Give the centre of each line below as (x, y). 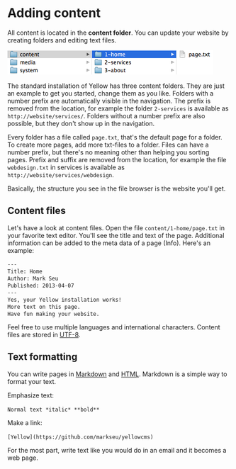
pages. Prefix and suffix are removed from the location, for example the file (117, 159)
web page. (23, 458)
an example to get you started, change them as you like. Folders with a (111, 93)
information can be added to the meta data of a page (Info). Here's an (109, 243)
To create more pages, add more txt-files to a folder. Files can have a (108, 145)
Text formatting (43, 357)
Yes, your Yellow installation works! (64, 300)
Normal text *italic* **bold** (54, 409)
